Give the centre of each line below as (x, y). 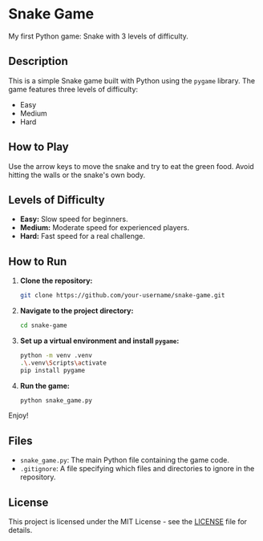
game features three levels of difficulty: (73, 89)
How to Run (38, 261)
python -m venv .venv (56, 355)
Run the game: (45, 386)
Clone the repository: (56, 281)
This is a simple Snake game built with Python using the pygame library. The (131, 80)
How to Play (39, 147)
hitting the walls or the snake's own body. (77, 175)
